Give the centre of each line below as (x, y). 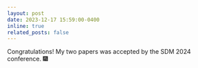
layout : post (26, 13)
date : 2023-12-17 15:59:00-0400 (53, 20)
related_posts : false (38, 32)
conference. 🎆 (27, 59)
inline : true (26, 26)
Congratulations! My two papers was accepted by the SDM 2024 (99, 52)
